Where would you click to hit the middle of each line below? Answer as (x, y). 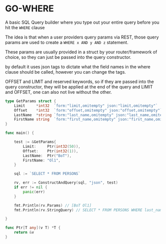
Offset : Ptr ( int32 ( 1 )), (51, 151)
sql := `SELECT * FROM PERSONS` (47, 174)
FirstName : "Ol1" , (42, 160)
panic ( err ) (34, 192)
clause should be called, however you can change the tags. (65, 72)
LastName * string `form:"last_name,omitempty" (64, 115)
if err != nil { (31, 187)
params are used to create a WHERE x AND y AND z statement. (67, 42)
